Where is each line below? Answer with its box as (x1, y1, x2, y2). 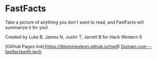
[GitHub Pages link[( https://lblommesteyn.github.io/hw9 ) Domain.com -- (5, 43, 152, 49)
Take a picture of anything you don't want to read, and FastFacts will (5, 19, 144, 25)
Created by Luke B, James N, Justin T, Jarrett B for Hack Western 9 (5, 34, 142, 40)
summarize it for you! (5, 24, 48, 30)
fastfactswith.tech (5, 49, 42, 55)
